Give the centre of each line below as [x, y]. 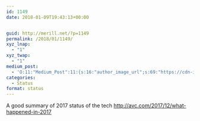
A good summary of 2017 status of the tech [59, 106]
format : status [25, 89]
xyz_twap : [18, 55]
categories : [21, 77]
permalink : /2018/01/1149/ [40, 39]
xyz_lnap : [18, 44]
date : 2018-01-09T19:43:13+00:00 [48, 17]
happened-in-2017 [29, 112]
